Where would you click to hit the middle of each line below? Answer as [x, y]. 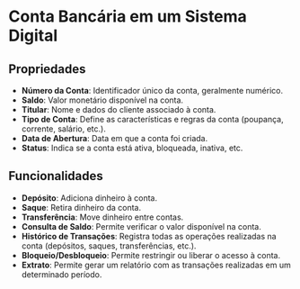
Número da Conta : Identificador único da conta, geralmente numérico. [152, 90]
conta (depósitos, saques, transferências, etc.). [109, 246]
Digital [33, 36]
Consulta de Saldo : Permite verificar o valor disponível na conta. [141, 226]
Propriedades [47, 69]
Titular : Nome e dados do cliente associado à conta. [119, 109]
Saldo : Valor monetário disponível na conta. [102, 100]
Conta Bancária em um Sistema [128, 17]
